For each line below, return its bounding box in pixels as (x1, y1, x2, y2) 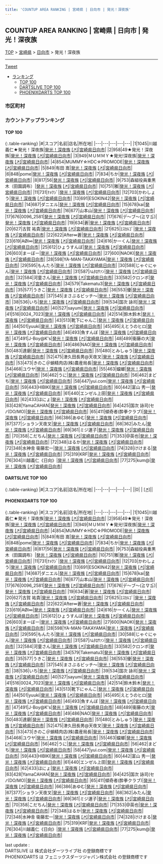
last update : (5, 842, 30, 848)
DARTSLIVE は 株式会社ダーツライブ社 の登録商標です (5, 847, 113, 853)
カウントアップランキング (5, 117, 65, 124)
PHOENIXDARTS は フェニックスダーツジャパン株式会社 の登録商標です (5, 854, 148, 860)
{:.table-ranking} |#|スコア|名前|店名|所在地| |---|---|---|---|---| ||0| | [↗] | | (5, 486, 153, 492)
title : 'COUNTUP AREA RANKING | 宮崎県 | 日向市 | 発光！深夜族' (5, 7, 131, 12)
